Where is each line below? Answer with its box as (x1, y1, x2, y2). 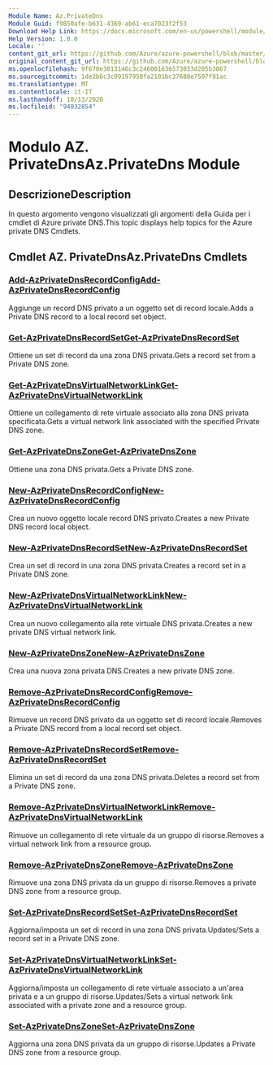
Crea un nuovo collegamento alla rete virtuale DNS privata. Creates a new (8, 618, 253, 628)
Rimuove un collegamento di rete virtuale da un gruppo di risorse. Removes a (8, 830, 265, 839)
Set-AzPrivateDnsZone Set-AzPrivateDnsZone (8, 1020, 195, 1032)
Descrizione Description (8, 187, 132, 201)
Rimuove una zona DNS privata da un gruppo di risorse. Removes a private (8, 878, 257, 887)
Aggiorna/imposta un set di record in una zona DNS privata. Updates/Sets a (8, 925, 260, 935)
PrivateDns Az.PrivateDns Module (8, 156, 240, 173)
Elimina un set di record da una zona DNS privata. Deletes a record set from (8, 773, 260, 782)
